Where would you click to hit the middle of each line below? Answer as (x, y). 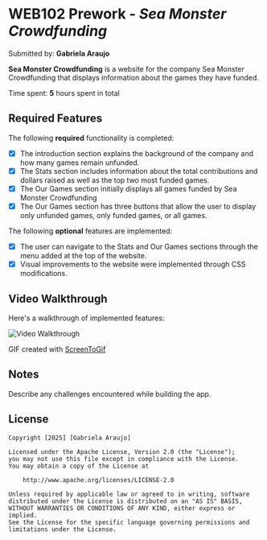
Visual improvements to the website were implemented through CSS (133, 264)
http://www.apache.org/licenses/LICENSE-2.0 (99, 480)
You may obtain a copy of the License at (79, 466)
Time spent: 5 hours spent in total (64, 93)
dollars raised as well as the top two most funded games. (115, 180)
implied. (23, 515)
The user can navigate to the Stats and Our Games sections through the (139, 247)
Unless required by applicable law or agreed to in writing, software (129, 494)
